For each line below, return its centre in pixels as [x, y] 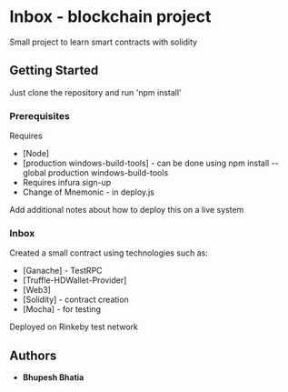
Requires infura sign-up [67, 183]
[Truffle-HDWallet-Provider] [74, 280]
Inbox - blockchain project [110, 17]
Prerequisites [40, 116]
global [35, 173]
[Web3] [37, 290]
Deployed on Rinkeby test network [74, 327]
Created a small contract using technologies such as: [109, 253]
